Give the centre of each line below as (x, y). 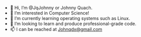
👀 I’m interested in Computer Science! (50, 13)
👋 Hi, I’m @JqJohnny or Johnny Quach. (51, 8)
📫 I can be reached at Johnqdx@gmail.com (56, 29)
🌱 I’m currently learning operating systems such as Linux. (70, 18)
